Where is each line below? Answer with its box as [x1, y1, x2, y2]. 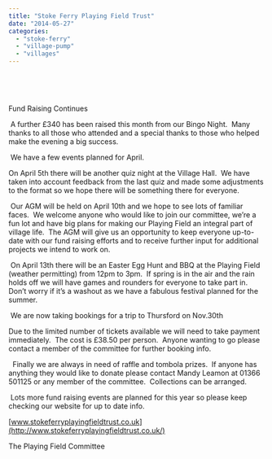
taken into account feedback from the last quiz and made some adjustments [8, 177, 264, 186]
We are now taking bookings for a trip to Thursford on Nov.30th [10, 311, 224, 320]
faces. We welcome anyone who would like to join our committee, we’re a [8, 210, 257, 220]
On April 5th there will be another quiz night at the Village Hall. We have [8, 168, 251, 177]
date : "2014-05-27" [8, 20, 75, 28]
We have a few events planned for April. [10, 152, 145, 162]
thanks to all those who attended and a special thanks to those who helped [8, 128, 260, 138]
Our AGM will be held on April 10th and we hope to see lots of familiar [10, 201, 243, 211]
